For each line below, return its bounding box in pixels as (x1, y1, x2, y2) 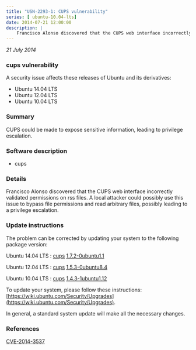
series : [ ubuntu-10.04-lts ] (6, 14, 77, 20)
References (6, 324, 40, 332)
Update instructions (6, 221, 64, 229)
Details (6, 174, 27, 183)
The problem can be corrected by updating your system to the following (6, 235, 179, 242)
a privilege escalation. (6, 207, 60, 214)
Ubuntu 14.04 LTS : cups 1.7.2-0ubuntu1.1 (6, 252, 104, 259)
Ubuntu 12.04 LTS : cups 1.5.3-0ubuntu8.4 (6, 263, 108, 270)
